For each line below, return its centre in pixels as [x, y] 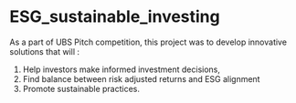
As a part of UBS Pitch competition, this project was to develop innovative [148, 42]
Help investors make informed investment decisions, [122, 69]
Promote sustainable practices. [81, 88]
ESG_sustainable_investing [115, 17]
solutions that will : [45, 51]
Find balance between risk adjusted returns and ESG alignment [141, 78]
